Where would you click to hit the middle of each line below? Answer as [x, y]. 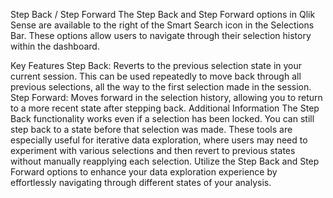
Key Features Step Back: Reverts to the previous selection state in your [156, 65]
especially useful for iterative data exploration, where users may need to [159, 140]
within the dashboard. [55, 46]
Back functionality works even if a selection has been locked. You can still [162, 118]
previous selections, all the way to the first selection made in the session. [161, 87]
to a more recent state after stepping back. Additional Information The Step [165, 108]
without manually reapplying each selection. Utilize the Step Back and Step [165, 161]
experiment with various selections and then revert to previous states [153, 150]
